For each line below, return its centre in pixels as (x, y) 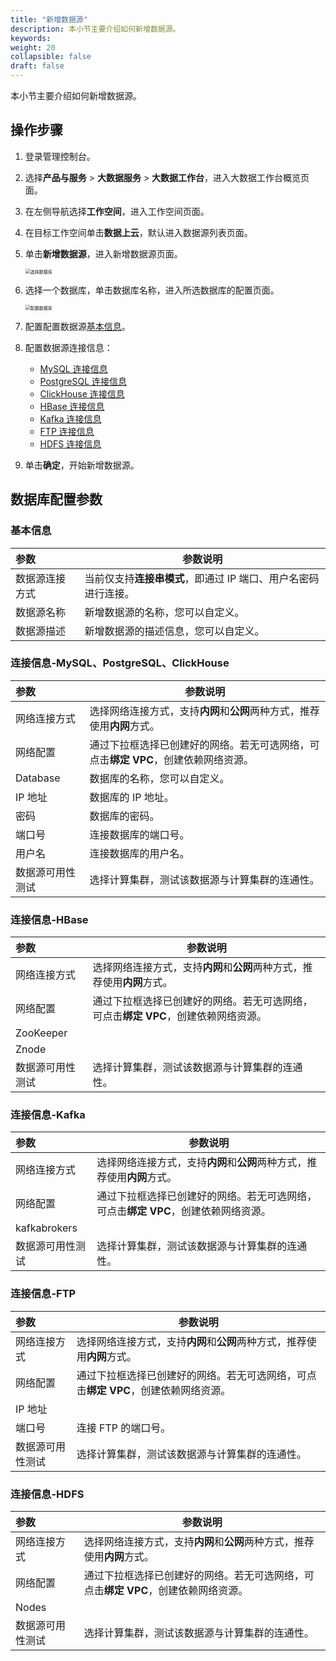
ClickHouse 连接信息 (82, 393)
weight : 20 (33, 47)
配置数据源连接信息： (68, 347)
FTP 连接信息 (67, 431)
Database (38, 778)
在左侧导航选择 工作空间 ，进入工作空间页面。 (117, 211)
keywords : (31, 38)
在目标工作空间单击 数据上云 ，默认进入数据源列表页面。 (138, 232)
